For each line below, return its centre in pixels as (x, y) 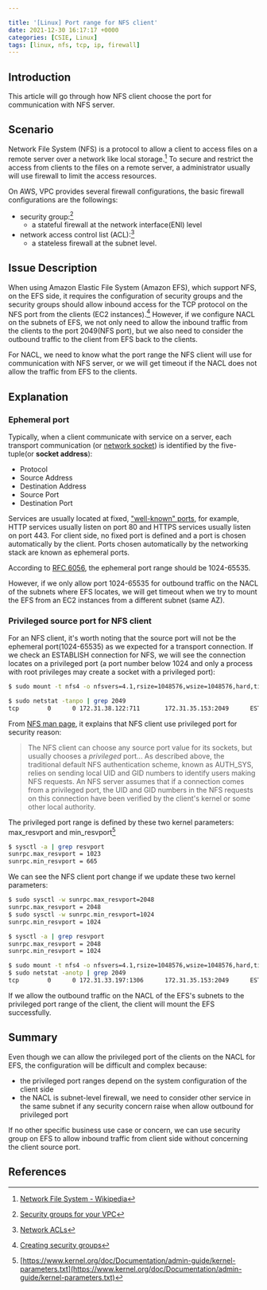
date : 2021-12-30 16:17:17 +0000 (64, 30)
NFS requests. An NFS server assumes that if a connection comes (136, 781)
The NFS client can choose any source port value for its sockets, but (140, 747)
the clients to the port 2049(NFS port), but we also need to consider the (126, 331)
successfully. (30, 1012)
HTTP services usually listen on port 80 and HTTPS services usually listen (130, 527)
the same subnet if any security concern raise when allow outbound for (137, 1106)
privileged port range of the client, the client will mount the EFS (112, 1004)
